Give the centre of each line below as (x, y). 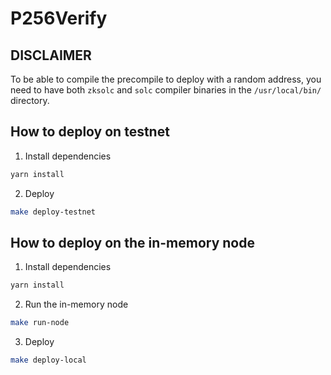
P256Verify (59, 18)
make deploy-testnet (53, 212)
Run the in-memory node (76, 304)
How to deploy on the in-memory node (132, 242)
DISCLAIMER (51, 55)
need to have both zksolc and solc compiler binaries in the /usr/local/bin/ (166, 90)
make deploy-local (48, 360)
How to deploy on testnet (90, 132)
